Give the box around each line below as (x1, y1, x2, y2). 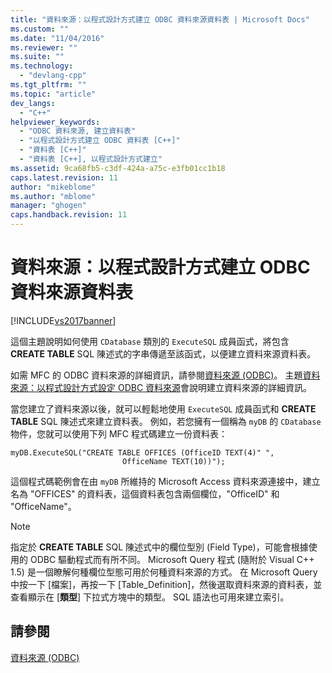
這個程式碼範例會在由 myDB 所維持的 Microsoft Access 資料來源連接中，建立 (10, 475, 321, 487)
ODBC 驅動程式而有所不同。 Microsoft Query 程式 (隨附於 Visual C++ (29, 553, 315, 565)
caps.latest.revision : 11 (10, 172, 118, 183)
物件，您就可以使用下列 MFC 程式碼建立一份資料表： (10, 427, 228, 440)
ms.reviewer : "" (10, 42, 78, 53)
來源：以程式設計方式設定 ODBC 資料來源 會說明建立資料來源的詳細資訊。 (10, 381, 313, 393)
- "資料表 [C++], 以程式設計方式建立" (19, 154, 163, 164)
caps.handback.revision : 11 (10, 210, 128, 220)
